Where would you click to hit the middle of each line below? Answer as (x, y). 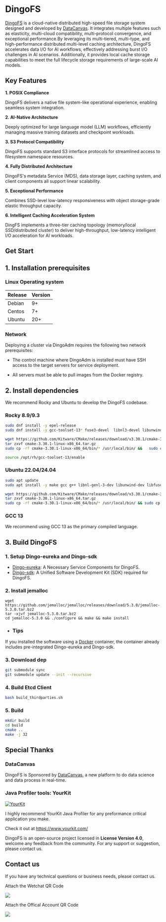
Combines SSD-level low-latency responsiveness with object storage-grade (82, 200)
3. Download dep (26, 660)
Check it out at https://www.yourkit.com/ (46, 828)
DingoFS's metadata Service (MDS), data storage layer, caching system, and (83, 176)
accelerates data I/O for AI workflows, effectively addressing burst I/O (76, 49)
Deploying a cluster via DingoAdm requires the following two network (76, 345)
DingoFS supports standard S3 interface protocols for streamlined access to (83, 151)
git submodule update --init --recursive (48, 674)
